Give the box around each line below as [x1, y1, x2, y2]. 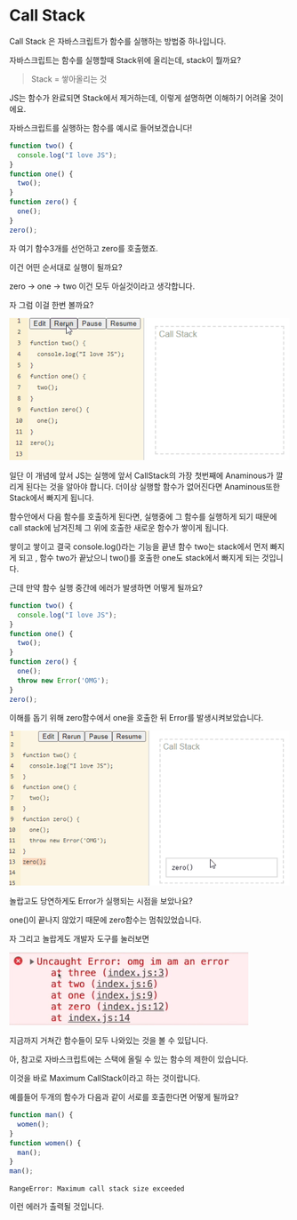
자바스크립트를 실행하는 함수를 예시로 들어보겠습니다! [9, 122, 193, 133]
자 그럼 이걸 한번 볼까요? [9, 299, 94, 310]
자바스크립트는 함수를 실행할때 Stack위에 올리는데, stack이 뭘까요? [9, 54, 242, 65]
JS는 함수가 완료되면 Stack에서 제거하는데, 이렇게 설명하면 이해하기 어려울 [9, 92, 268, 103]
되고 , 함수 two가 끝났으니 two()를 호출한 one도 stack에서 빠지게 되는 [18, 552, 261, 562]
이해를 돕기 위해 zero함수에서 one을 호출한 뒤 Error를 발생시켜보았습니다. [9, 712, 264, 722]
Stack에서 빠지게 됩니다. [9, 492, 95, 503]
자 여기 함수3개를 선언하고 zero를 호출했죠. [9, 243, 158, 253]
